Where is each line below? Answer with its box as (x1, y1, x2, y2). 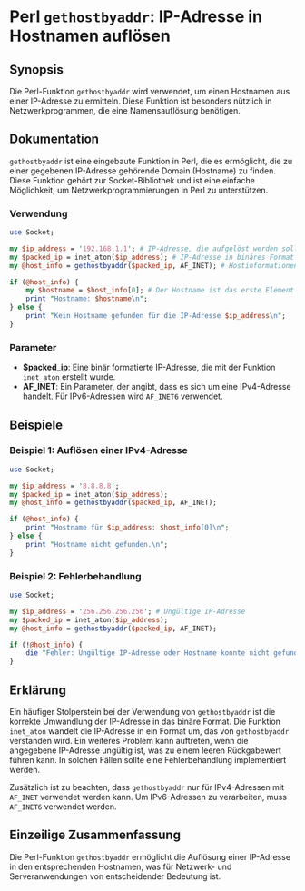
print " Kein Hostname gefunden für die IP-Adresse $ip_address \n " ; (25, 312, 286, 321)
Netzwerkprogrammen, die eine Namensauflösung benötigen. (9, 105, 241, 115)
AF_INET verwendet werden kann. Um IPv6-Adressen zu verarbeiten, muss (9, 791, 288, 802)
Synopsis (9, 62, 64, 77)
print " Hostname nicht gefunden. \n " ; (25, 540, 169, 549)
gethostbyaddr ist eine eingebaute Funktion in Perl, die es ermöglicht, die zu (9, 155, 293, 166)
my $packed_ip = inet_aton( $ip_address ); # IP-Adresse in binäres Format (9, 252, 295, 262)
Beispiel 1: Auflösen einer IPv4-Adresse (9, 444, 188, 457)
